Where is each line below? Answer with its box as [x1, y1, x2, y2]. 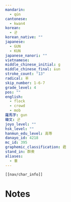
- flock [9, 99, 26, 104]
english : [5, 94, 23, 99]
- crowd [9, 103, 26, 108]
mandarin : [5, 7, 26, 12]
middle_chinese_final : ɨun [5, 67, 61, 72]
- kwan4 [9, 21, 26, 26]
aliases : [5, 154, 23, 159]
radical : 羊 [5, 76, 29, 81]
